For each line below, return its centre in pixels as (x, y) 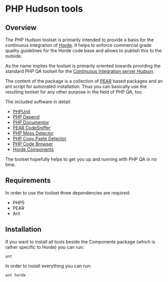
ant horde (16, 275)
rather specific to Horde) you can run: (45, 247)
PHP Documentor (31, 122)
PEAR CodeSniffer (31, 128)
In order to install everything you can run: (48, 266)
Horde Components (33, 149)
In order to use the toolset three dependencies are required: (68, 193)
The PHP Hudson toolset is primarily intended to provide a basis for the (79, 40)
